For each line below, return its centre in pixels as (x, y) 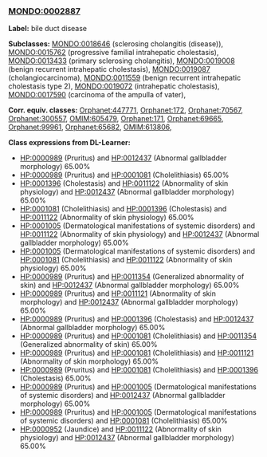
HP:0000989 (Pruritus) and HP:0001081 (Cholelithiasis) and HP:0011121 (137, 353)
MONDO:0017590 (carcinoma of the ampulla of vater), (97, 95)
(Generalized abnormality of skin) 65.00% (88, 345)
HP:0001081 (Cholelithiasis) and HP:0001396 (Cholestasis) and (123, 209)
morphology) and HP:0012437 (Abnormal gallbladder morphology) (129, 302)
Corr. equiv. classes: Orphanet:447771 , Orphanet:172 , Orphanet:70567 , (126, 110)
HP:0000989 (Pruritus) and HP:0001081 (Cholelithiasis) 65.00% (124, 175)
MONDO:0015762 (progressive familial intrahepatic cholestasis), (114, 53)
